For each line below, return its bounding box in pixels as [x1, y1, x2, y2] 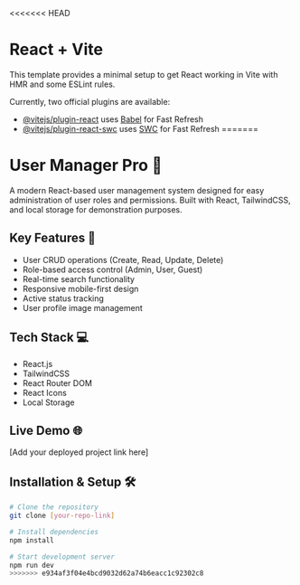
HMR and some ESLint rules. [9, 79, 116, 90]
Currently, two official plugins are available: [9, 96, 171, 107]
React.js [22, 358, 53, 369]
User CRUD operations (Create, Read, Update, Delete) [22, 254, 224, 265]
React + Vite [9, 40, 104, 60]
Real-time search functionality [22, 273, 136, 284]
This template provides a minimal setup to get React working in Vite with [9, 69, 278, 80]
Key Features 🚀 [9, 231, 97, 246]
